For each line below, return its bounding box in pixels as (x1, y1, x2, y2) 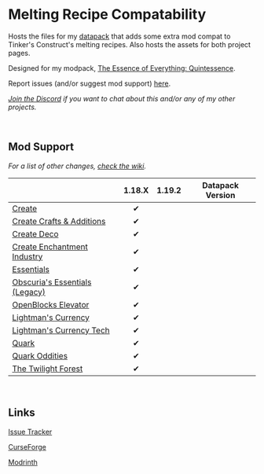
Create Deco (12, 228, 59, 239)
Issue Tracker (8, 427, 53, 436)
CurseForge (8, 442, 47, 451)
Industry (12, 251, 43, 262)
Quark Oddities (12, 350, 68, 361)
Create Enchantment (12, 241, 88, 252)
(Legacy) (12, 286, 46, 297)
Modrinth (8, 457, 38, 467)
